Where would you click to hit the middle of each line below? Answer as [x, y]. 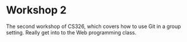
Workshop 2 [37, 10]
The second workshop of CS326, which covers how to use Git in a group [93, 26]
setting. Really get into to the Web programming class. [71, 32]
